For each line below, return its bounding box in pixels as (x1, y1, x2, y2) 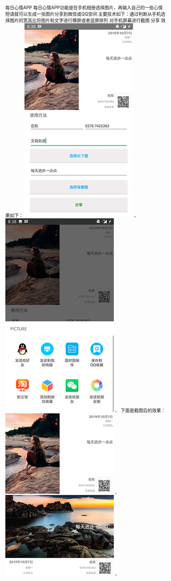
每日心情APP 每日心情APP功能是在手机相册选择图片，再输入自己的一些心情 (5, 5, 163, 10)
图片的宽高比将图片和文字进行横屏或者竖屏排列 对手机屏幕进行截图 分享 (9, 17, 160, 23)
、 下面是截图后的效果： (114, 407, 166, 413)
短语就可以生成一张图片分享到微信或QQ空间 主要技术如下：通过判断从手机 (5, 11, 161, 17)
